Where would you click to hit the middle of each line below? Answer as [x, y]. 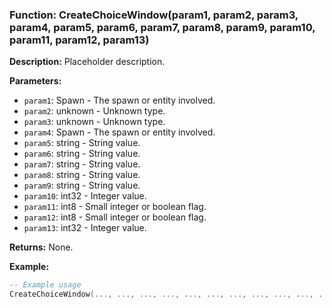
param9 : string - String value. [82, 185]
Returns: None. [41, 247]
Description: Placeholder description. [87, 62]
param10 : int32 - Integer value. [85, 196]
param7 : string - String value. [82, 164]
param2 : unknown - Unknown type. [94, 111]
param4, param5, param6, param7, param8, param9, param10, [162, 27]
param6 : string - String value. [82, 154]
